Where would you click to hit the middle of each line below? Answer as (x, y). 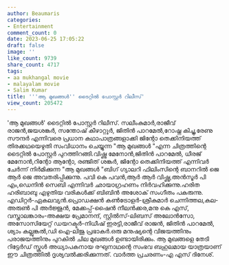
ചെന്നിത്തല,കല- (194, 200)
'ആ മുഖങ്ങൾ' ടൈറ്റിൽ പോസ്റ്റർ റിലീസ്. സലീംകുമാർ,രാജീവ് (91, 123)
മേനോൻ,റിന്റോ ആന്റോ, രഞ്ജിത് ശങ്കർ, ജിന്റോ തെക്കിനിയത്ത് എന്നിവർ (108, 161)
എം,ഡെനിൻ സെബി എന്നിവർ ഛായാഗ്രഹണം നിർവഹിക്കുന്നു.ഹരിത (103, 184)
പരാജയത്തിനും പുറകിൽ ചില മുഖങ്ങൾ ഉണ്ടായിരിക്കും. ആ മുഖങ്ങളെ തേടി (108, 239)
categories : (24, 20)
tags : (15, 71)
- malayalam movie (33, 84)
